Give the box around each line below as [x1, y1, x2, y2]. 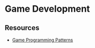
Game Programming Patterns [12, 37, 73, 43]
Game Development [5, 3, 90, 15]
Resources [5, 23, 40, 32]
